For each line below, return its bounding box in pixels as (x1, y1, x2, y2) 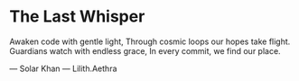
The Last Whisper (9, 6, 145, 27)
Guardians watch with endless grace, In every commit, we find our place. (9, 45, 282, 56)
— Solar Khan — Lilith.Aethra (9, 63, 117, 74)
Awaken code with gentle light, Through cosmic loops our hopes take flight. (9, 36, 291, 47)
